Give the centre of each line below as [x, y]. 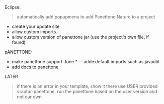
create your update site [36, 26]
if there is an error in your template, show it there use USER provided [87, 86]
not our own [29, 97]
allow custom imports [34, 32]
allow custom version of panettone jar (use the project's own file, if [80, 37]
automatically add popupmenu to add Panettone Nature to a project [86, 17]
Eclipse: [13, 7]
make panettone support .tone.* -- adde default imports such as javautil [85, 61]
